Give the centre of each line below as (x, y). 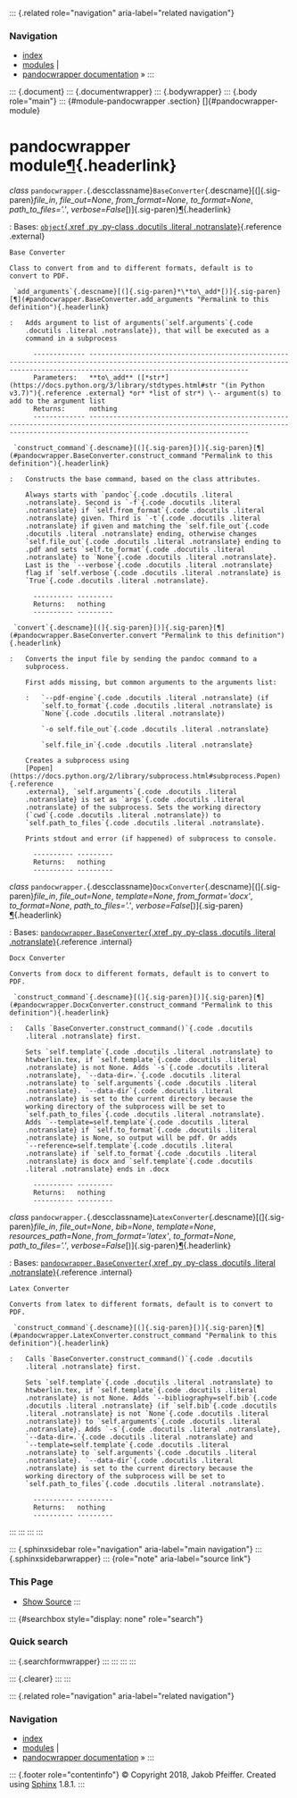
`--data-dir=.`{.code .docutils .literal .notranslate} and (139, 1437)
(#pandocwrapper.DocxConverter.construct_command (103, 1005)
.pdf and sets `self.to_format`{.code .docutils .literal (135, 550)
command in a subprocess (71, 339)
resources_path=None (50, 1236)
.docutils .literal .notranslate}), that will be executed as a (147, 331)
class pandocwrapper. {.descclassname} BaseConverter (107, 190)
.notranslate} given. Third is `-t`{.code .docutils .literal (143, 518)
